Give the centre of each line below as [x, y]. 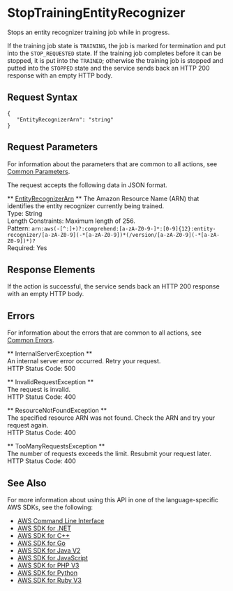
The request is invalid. [39, 390]
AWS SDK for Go [42, 543]
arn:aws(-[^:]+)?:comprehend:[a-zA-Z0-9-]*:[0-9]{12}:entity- [123, 228]
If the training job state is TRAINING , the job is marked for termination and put [116, 45]
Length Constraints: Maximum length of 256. [72, 221]
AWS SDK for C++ [43, 535]
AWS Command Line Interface [61, 521]
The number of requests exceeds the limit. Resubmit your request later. [109, 454]
